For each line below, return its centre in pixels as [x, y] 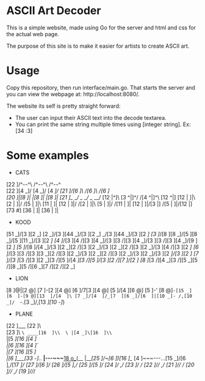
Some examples [48, 156]
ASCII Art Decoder [54, 11]
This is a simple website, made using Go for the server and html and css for [101, 28]
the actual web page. [33, 34]
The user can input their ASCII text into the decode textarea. [91, 117]
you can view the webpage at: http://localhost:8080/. [73, 94]
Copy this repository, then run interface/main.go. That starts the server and [101, 87]
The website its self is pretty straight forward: [63, 106]
